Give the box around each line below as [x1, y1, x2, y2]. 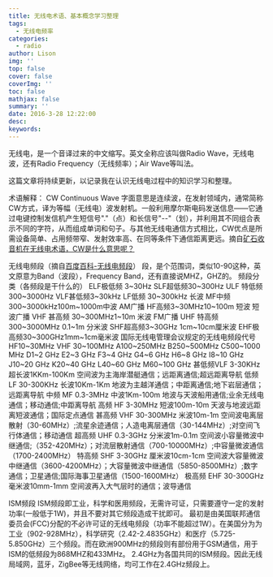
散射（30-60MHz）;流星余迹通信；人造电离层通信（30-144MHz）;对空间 [8, 420, 253, 430]
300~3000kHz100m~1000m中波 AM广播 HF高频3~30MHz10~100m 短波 [8, 301, 250, 311]
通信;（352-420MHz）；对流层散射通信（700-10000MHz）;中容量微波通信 [15, 440, 264, 450]
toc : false [8, 87, 45, 96]
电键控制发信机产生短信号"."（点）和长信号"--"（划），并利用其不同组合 [15, 213, 253, 223]
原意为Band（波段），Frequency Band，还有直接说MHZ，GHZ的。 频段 [15, 271, 253, 281]
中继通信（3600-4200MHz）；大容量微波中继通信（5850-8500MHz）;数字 [8, 460, 258, 471]
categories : [8, 34, 49, 43]
